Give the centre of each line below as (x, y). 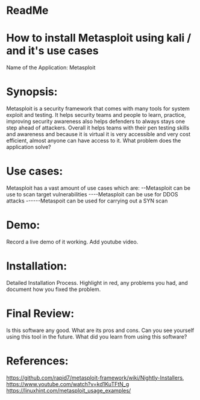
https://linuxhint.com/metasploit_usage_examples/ (69, 390)
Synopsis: (32, 92)
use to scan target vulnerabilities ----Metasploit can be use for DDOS (92, 194)
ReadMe (27, 11)
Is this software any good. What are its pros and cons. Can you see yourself (100, 330)
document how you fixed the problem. (54, 289)
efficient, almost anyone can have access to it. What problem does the (94, 141)
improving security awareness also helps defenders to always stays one (96, 122)
